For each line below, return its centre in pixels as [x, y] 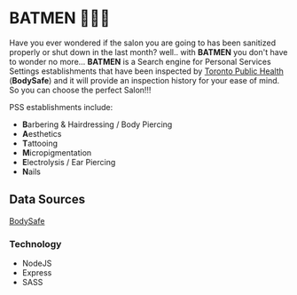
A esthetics [42, 133]
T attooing [40, 143]
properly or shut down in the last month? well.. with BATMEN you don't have [148, 52]
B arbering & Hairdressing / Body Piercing [97, 124]
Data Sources [47, 199]
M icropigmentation [57, 152]
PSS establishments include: [61, 107]
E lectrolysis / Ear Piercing [69, 162]
